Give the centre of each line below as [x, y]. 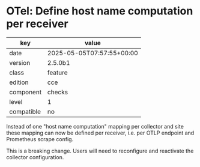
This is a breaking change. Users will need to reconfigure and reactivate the [100, 151]
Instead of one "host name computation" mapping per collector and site [95, 126]
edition [19, 82]
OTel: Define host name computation [100, 11]
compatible [25, 111]
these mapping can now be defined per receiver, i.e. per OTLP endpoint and [100, 133]
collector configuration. [35, 157]
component [26, 92]
